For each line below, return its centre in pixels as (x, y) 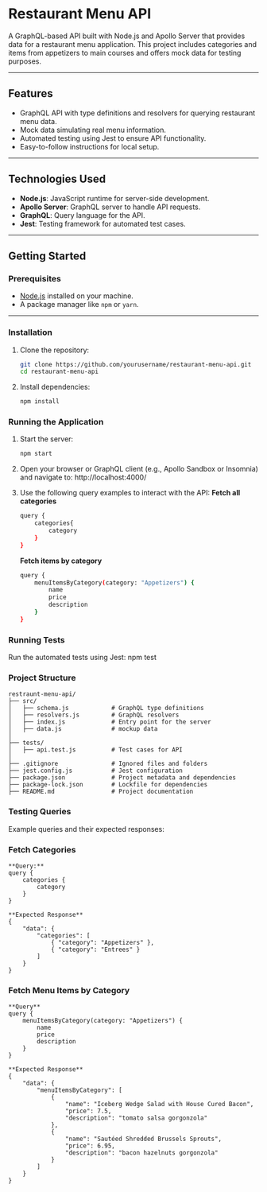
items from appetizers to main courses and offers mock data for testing (125, 52)
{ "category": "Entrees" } (95, 950)
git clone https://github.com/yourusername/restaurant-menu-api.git (135, 364)
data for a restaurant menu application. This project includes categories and (132, 44)
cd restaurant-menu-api (59, 372)
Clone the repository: (54, 350)
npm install (39, 402)
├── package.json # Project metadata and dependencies (122, 778)
